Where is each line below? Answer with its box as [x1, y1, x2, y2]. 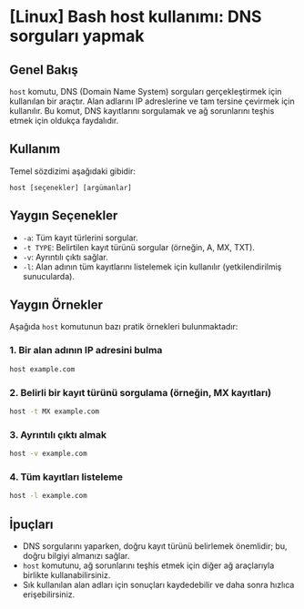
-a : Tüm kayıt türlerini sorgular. [22, 232, 138, 243]
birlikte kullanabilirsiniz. [22, 569, 111, 580]
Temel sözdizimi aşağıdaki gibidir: [9, 166, 137, 177]
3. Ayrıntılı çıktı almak [9, 428, 107, 441]
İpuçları [9, 516, 54, 532]
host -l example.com [9, 492, 88, 501]
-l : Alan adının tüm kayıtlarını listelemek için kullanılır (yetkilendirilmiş [22, 261, 282, 272]
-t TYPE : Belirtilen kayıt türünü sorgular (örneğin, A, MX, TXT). [22, 241, 255, 252]
